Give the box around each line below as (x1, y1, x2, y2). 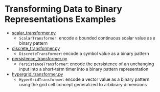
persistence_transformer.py (11, 55, 68, 61)
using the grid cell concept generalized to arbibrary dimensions (19, 81, 147, 87)
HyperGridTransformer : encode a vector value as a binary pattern (19, 76, 150, 82)
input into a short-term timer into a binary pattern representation (19, 66, 149, 72)
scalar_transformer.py (11, 30, 56, 36)
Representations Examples (4, 14, 116, 25)
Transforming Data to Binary (4, 3, 122, 15)
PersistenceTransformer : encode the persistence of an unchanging (19, 61, 155, 67)
